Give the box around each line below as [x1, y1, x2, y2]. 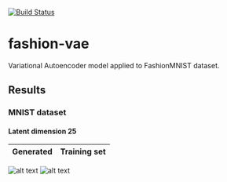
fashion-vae [8, 35, 90, 53]
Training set [60, 146, 106, 157]
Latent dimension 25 [8, 126, 77, 136]
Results [8, 83, 46, 97]
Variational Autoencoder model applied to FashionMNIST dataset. [8, 60, 220, 70]
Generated [12, 146, 53, 157]
